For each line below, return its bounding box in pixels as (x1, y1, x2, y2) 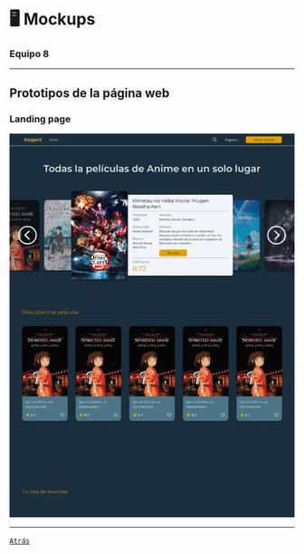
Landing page (9, 112, 71, 125)
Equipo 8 (9, 48, 50, 61)
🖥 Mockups (9, 9, 96, 30)
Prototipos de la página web (9, 85, 170, 101)
